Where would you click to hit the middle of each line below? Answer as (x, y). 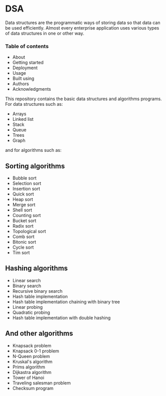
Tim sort (21, 253)
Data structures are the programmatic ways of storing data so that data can (83, 23)
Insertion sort (26, 189)
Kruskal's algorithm (32, 361)
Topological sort (29, 232)
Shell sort (22, 210)
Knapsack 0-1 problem (36, 351)
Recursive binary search (37, 291)
